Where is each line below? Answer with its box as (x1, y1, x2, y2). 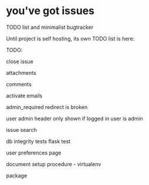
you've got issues (6, 4, 95, 18)
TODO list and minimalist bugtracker (6, 24, 94, 31)
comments (6, 81, 32, 88)
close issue (6, 58, 33, 65)
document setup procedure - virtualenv (6, 160, 101, 167)
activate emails (6, 92, 43, 99)
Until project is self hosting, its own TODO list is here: (6, 35, 135, 42)
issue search (6, 126, 37, 133)
